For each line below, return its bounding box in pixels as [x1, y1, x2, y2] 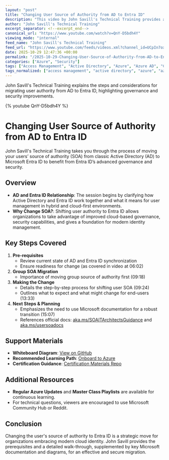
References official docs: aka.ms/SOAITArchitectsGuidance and [20, 317, 152, 323]
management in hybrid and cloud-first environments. [12, 202, 122, 209]
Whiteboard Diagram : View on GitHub [12, 350, 92, 356]
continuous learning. [12, 394, 55, 400]
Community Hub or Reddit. [12, 405, 68, 411]
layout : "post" [5, 7, 37, 13]
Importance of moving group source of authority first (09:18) [20, 274, 146, 280]
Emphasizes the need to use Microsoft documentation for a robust [20, 306, 157, 312]
